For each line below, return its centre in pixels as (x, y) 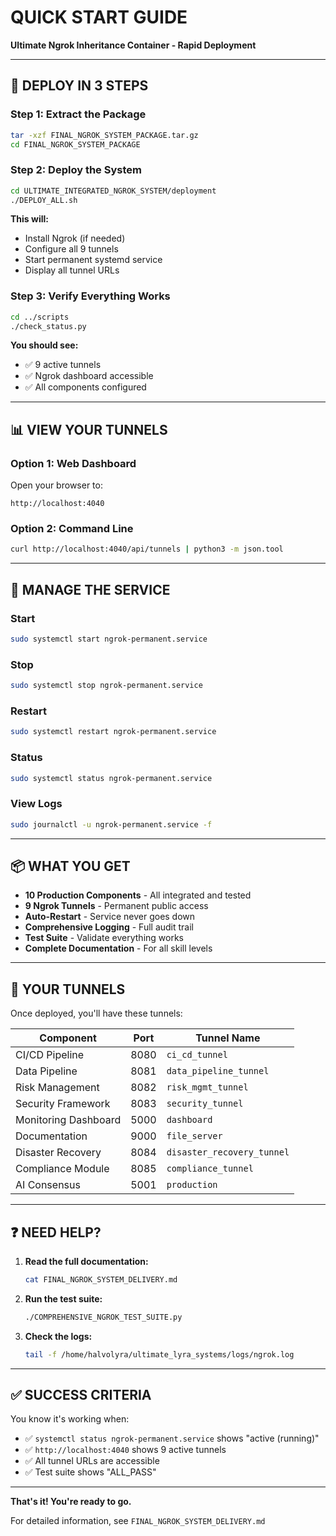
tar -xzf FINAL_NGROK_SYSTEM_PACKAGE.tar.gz (104, 135)
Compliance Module (62, 1169)
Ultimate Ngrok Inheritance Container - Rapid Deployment (133, 45)
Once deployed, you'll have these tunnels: (96, 1013)
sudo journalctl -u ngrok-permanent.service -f (111, 824)
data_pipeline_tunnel (218, 1071)
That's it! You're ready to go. (71, 1502)
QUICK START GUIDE (99, 17)
